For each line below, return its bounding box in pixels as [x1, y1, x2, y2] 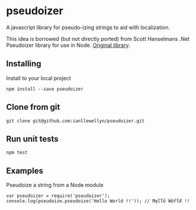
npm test [6, 149, 28, 155]
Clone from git [6, 102, 61, 112]
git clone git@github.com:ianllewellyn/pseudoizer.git [6, 117, 145, 124]
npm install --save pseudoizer [6, 86, 84, 92]
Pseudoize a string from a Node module [6, 182, 104, 189]
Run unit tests [6, 133, 59, 144]
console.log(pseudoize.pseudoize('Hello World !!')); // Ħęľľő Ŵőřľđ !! [6, 198, 190, 204]
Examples [6, 166, 43, 176]
